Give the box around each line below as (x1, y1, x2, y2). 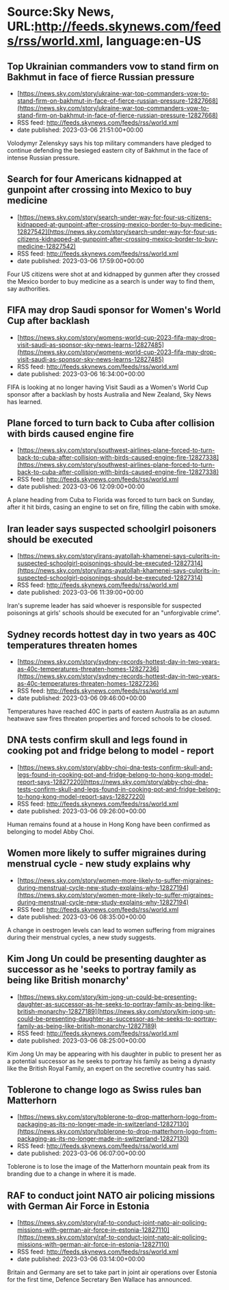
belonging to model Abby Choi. (7, 827, 94, 836)
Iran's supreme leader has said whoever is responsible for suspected (7, 601, 202, 610)
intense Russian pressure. (7, 153, 80, 162)
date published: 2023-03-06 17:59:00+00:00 (16, 256, 145, 264)
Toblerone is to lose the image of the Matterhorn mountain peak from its (7, 1163, 210, 1171)
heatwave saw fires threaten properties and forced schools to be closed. (7, 715, 212, 723)
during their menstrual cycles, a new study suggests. (7, 933, 157, 941)
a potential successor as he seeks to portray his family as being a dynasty (7, 1056, 216, 1065)
